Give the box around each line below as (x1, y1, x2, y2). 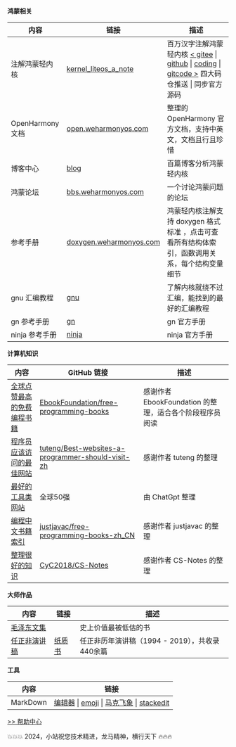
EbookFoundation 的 (143, 397, 211, 407)
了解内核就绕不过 (166, 283, 223, 292)
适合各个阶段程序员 (157, 408, 221, 417)
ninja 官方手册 (166, 330, 213, 340)
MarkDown (11, 698, 47, 707)
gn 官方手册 (166, 317, 206, 326)
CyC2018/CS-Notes (39, 561, 109, 570)
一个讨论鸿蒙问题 (166, 182, 223, 192)
